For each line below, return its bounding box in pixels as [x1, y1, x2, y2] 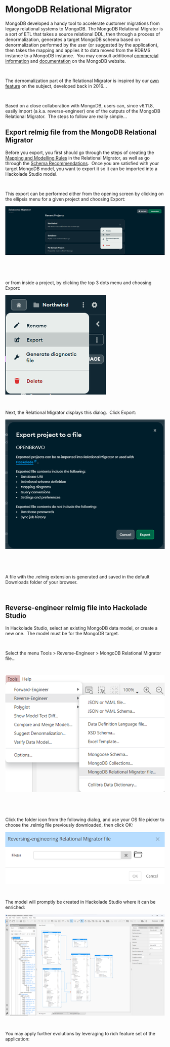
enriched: [5, 904, 25, 910]
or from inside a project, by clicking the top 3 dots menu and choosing [5, 280, 152, 286]
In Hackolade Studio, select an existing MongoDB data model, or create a [5, 625, 158, 631]
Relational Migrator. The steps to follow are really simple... [5, 113, 127, 120]
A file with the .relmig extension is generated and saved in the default [5, 573, 150, 579]
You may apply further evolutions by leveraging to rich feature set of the [5, 1031, 156, 1037]
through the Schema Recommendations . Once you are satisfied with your [5, 160, 159, 166]
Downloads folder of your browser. [5, 579, 78, 585]
